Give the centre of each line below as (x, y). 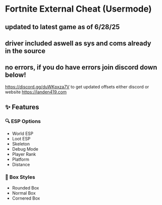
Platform (21, 159)
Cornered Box (26, 198)
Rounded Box (25, 188)
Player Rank (24, 154)
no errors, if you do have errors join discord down (81, 67)
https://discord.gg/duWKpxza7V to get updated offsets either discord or (77, 86)
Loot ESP (21, 139)
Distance (21, 165)
